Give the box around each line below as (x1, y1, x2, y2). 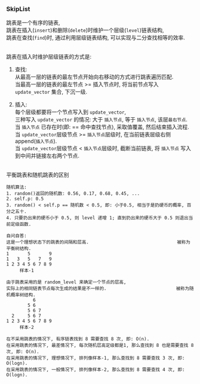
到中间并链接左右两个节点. (14, 152, 79, 160)
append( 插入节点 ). (14, 138, 57, 145)
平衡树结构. (6, 246, 32, 252)
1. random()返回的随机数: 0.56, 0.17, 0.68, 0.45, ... (6, 191, 140, 197)
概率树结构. (10, 292, 36, 298)
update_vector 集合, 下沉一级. (14, 89, 88, 96)
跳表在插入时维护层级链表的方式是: (6, 53, 92, 60)
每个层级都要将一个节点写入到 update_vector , (14, 108, 127, 115)
